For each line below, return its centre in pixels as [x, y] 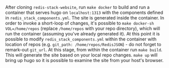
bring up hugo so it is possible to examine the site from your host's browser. [85, 60]
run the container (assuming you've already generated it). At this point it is [83, 34]
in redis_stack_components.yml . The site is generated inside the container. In [85, 18]
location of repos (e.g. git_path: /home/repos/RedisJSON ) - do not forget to [83, 44]
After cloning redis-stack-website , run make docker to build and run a [78, 7]
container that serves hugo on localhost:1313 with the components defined [84, 12]
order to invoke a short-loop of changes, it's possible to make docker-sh [80, 23]
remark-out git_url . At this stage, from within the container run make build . [84, 50]
